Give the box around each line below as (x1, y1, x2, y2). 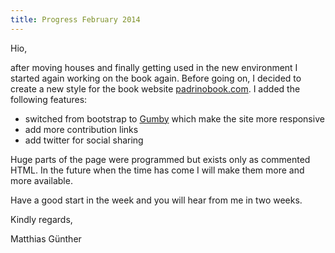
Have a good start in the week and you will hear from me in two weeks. (10, 194, 303, 206)
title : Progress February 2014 (10, 14, 141, 25)
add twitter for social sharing (24, 134, 144, 146)
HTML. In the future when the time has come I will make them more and (10, 164, 305, 176)
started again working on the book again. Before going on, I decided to (10, 72, 302, 84)
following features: (10, 93, 88, 105)
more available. (10, 174, 73, 186)
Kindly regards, (10, 213, 73, 225)
